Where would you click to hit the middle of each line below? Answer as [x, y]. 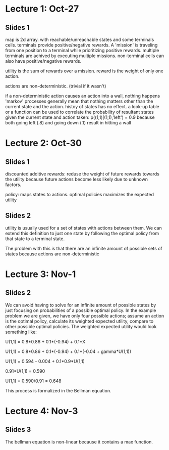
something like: [21, 332]
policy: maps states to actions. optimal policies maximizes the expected [80, 194]
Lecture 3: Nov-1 [41, 274]
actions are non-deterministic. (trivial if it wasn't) [56, 86]
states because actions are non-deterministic [52, 254]
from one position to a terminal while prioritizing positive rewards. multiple [82, 50]
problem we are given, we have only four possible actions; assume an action [85, 316]
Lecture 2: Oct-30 [44, 143]
